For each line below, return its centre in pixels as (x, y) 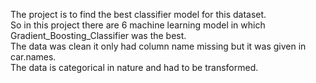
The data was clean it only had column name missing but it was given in (158, 46)
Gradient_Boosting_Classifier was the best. (98, 35)
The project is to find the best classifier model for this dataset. (138, 14)
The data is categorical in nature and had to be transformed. (134, 67)
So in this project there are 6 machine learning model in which (138, 25)
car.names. (33, 57)
